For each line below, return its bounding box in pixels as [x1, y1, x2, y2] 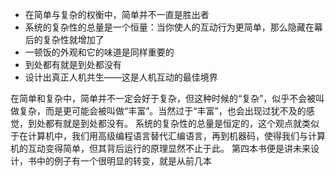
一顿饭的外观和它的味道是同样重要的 [24, 46, 175, 58]
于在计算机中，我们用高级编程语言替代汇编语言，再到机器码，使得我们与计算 [10, 130, 326, 142]
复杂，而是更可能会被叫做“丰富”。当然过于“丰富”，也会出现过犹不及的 [18, 105, 307, 117]
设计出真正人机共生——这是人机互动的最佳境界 [24, 71, 218, 83]
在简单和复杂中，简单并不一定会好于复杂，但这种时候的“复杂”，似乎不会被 [10, 93, 317, 104]
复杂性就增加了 [42, 34, 105, 45]
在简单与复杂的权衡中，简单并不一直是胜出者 [24, 9, 210, 20]
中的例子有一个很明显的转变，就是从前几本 [36, 155, 212, 167]
